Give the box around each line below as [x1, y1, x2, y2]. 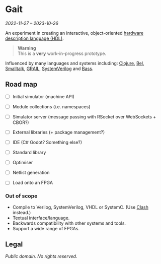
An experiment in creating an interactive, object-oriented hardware [5, 30, 144, 36]
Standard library [12, 150, 46, 156]
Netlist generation [12, 170, 50, 176]
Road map [5, 80, 38, 89]
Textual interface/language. [12, 215, 70, 221]
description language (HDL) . [5, 35, 64, 41]
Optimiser [12, 160, 33, 166]
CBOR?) [12, 119, 29, 125]
